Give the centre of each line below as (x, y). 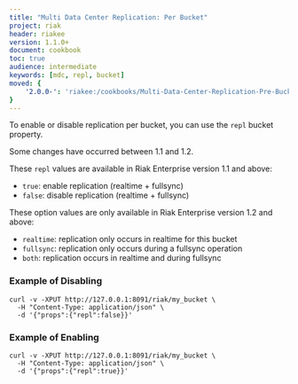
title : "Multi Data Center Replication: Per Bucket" (109, 17)
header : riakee (37, 34)
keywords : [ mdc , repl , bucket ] (67, 75)
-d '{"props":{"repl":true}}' (73, 371)
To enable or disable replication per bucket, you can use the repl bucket (141, 125)
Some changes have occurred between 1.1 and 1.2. (102, 152)
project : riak (35, 26)
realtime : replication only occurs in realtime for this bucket (129, 239)
